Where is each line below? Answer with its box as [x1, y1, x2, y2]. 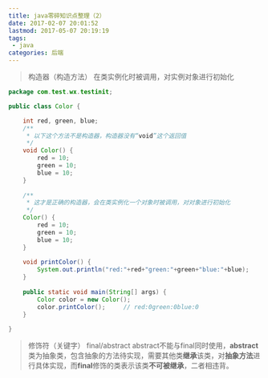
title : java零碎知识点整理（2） [8, 11, 106, 20]
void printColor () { [22, 258, 91, 267]
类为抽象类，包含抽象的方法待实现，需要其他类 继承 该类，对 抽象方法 [27, 351, 254, 360]
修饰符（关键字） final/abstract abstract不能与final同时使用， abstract [27, 341, 259, 351]
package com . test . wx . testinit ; [8, 88, 113, 96]
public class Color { [8, 102, 81, 111]
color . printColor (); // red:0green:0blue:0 [37, 303, 199, 311]
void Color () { [22, 147, 74, 155]
